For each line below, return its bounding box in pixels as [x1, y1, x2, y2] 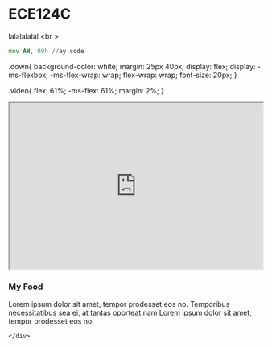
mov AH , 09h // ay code [8, 47, 84, 55]
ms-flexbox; [8, 70, 48, 80]
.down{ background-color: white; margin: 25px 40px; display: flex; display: [8, 61, 256, 71]
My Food [8, 281, 43, 292]
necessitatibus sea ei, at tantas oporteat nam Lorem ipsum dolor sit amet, [8, 308, 252, 318]
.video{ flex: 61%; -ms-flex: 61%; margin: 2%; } [8, 85, 165, 95]
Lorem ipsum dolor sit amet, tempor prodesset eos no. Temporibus [8, 299, 230, 309]
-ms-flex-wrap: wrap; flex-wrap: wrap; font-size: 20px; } [49, 70, 237, 80]
